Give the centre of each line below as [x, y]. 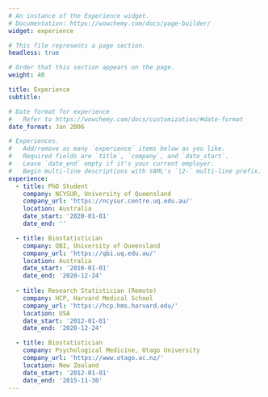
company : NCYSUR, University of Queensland [97, 194]
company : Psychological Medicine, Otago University [111, 351]
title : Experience [39, 90]
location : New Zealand [61, 365]
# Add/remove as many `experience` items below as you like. [117, 149]
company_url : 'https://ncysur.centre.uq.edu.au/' [108, 201]
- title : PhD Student [52, 186]
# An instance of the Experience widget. [79, 16]
